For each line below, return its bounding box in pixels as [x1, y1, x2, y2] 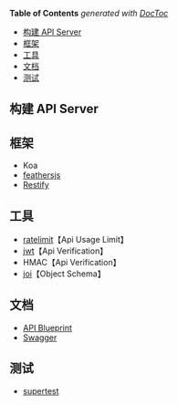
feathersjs [22, 170, 61, 181]
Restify [22, 180, 50, 191]
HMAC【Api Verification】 [22, 257, 121, 268]
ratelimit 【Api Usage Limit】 [22, 234, 130, 245]
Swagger [22, 332, 58, 343]
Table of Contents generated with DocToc [9, 8, 169, 18]
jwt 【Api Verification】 [22, 245, 108, 256]
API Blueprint [22, 322, 73, 333]
